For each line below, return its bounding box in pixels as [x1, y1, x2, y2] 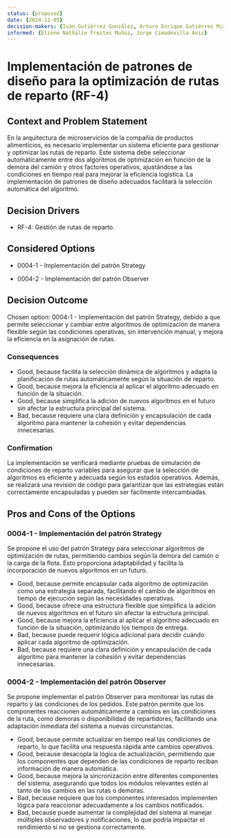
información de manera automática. [16, 764, 118, 773]
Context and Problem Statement [7, 115, 148, 127]
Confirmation [7, 443, 53, 453]
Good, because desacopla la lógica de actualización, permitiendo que [16, 750, 215, 758]
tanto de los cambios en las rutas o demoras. [16, 786, 145, 795]
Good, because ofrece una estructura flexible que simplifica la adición [16, 601, 217, 610]
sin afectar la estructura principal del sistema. [16, 404, 147, 412]
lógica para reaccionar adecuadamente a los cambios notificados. [16, 801, 205, 809]
